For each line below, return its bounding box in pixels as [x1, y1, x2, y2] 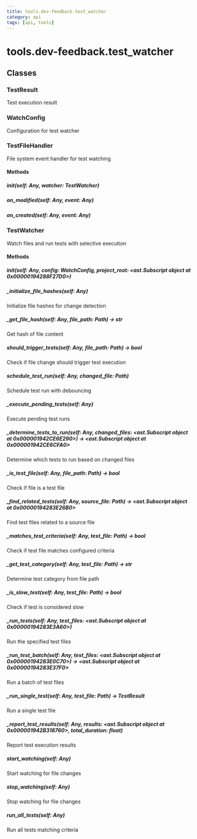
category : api [6, 14, 42, 20]
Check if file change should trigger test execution [6, 359, 126, 366]
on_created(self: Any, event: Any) [6, 211, 91, 218]
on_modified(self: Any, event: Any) [6, 197, 94, 204]
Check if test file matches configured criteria [6, 547, 115, 554]
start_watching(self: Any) [6, 755, 71, 762]
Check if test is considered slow [6, 604, 84, 611]
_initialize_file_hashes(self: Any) [6, 288, 89, 295]
